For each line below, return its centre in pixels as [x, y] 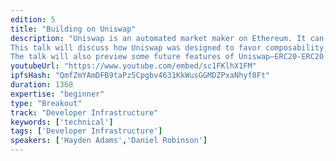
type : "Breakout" [46, 103]
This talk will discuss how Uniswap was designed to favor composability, [169, 47]
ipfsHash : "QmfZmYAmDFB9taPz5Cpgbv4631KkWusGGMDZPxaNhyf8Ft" [140, 76]
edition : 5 [33, 19]
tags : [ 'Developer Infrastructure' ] [86, 131]
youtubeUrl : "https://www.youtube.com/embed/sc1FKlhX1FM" [133, 66]
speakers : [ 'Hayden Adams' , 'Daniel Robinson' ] [109, 141]
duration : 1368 [42, 85]
